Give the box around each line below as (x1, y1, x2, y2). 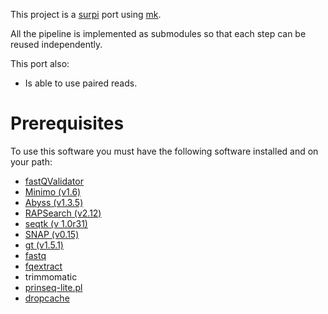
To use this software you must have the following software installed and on (10, 145, 319, 157)
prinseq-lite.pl (24, 281, 83, 293)
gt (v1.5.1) (24, 239, 64, 251)
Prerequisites (10, 112, 125, 135)
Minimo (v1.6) (24, 185, 82, 198)
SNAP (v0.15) (24, 228, 80, 240)
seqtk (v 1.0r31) (24, 217, 88, 229)
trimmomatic (24, 270, 78, 283)
